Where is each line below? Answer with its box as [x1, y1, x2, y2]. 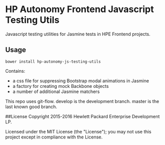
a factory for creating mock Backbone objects [12, 83, 109, 89]
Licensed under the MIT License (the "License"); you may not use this [5, 128, 151, 134]
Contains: [5, 68, 25, 74]
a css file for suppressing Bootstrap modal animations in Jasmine [12, 77, 149, 84]
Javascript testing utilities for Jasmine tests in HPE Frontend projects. [5, 31, 151, 37]
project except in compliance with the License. [5, 134, 103, 140]
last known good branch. [5, 104, 57, 110]
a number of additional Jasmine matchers [12, 88, 100, 94]
